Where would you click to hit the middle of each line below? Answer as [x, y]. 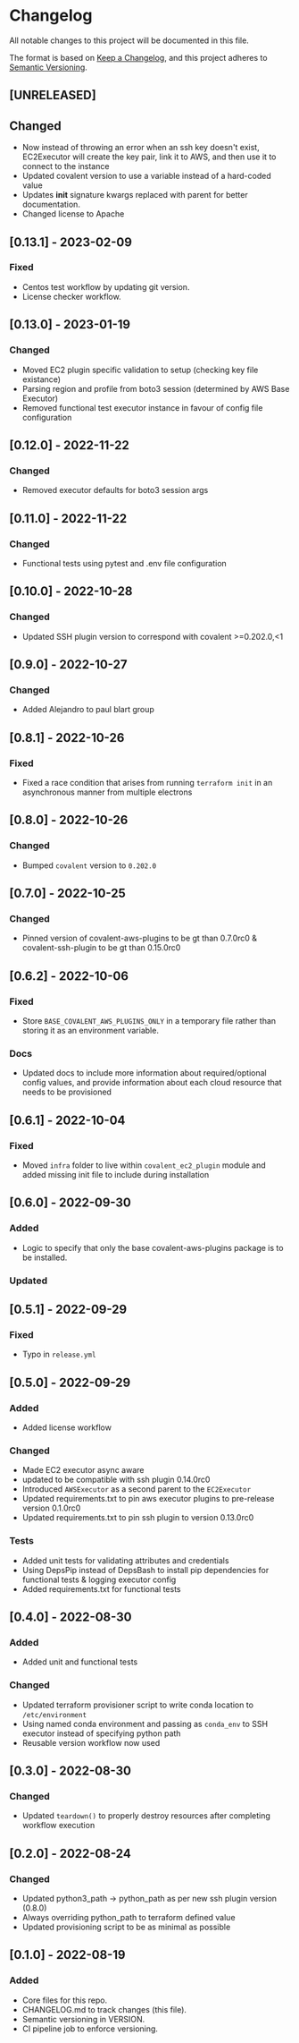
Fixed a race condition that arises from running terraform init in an [147, 782]
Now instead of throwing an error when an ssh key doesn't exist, [141, 148]
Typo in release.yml [59, 1354]
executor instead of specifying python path [101, 1733]
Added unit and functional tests [80, 1662]
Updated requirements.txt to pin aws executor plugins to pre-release [148, 1499]
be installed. [45, 1257]
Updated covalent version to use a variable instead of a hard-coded [146, 176]
